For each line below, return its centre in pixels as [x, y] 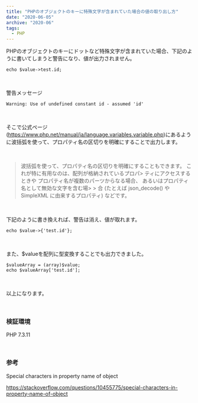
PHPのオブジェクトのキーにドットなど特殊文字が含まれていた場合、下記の [97, 51]
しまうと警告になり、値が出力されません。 [83, 58]
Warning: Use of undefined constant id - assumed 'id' [75, 104]
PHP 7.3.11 [18, 335]
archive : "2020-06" [30, 22]
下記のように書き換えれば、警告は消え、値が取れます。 [73, 220]
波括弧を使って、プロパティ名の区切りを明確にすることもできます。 [103, 166]
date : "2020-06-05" [30, 17]
